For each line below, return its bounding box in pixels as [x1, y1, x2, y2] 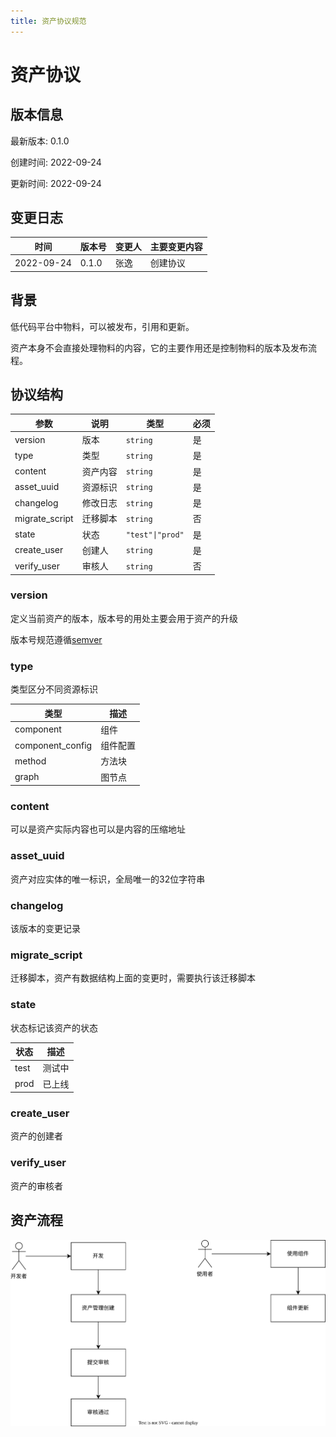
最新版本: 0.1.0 [10, 135, 70, 147]
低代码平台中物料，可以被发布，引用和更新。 [10, 320, 195, 332]
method [14, 755, 47, 767]
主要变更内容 [149, 240, 203, 252]
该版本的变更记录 [10, 923, 81, 935]
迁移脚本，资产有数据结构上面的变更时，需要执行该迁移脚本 [10, 972, 256, 984]
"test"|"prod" [125, 530, 185, 540]
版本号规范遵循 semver [10, 633, 103, 645]
